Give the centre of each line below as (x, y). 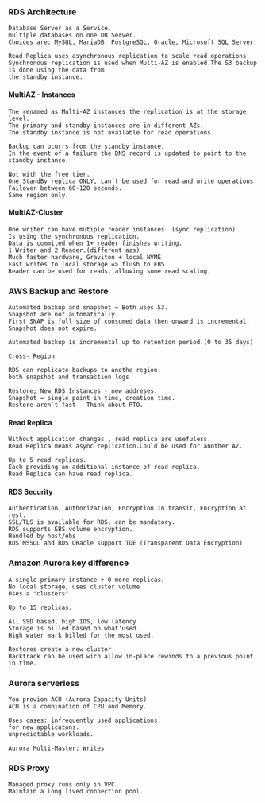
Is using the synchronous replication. (74, 236)
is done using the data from (56, 70)
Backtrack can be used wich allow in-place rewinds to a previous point (131, 656)
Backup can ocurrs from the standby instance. (86, 146)
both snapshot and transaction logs (69, 377)
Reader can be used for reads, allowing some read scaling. (110, 271)
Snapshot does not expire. (53, 328)
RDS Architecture (42, 12)
